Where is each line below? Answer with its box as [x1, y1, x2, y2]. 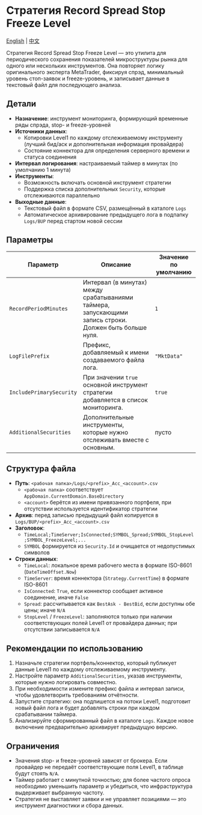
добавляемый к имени [83, 348, 149, 357]
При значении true [83, 373, 138, 381]
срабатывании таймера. [14, 711, 78, 718]
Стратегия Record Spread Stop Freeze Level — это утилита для [6, 49, 167, 56]
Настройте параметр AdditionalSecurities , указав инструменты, [14, 672, 182, 679]
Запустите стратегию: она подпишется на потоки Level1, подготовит [14, 698, 191, 705]
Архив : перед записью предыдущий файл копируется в [14, 512, 159, 519]
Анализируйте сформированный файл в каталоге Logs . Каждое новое [14, 717, 194, 725]
